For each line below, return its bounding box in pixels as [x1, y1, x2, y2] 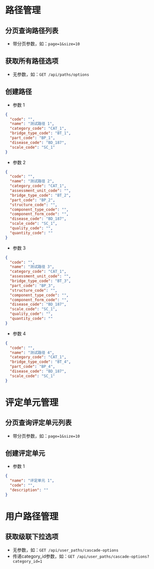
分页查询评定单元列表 [5, 418, 72, 427]
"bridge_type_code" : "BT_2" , [10, 193, 71, 198]
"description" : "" [10, 488, 49, 493]
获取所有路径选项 [5, 57, 59, 66]
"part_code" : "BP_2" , [10, 198, 56, 203]
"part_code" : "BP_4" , [10, 364, 56, 369]
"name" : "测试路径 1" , [10, 121, 55, 126]
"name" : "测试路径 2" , [10, 179, 55, 184]
